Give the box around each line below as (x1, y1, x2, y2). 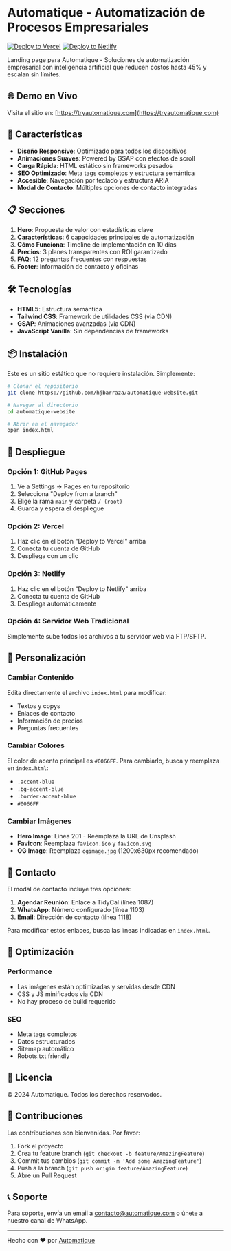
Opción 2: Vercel (7, 521, 64, 531)
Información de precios (16, 716, 84, 725)
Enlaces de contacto (16, 709, 76, 717)
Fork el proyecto (16, 1141, 64, 1150)
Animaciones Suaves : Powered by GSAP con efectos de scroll (16, 154, 195, 163)
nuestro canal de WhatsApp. (7, 1217, 88, 1225)
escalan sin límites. (7, 70, 61, 79)
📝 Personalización (7, 652, 86, 664)
